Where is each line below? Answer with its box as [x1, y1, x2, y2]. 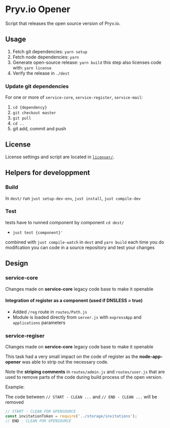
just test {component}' [12, 230, 63, 235]
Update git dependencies [5, 83, 69, 90]
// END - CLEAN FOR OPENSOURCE [5, 418, 72, 423]
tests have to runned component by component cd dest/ [5, 219, 124, 225]
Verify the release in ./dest [12, 70, 70, 76]
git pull [12, 116, 31, 121]
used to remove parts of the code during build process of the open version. [5, 374, 163, 380]
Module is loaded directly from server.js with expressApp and [12, 314, 142, 320]
